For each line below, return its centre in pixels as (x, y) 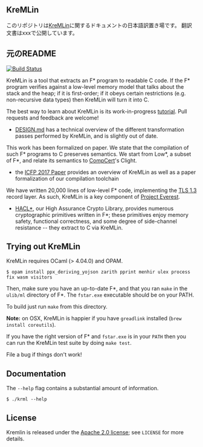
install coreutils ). (31, 325)
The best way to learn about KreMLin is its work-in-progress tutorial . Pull (97, 111)
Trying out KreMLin (43, 247)
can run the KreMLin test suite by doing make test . (69, 343)
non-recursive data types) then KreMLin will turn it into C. (78, 100)
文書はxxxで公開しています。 (42, 33)
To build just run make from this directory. (57, 307)
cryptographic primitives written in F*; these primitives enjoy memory (102, 214)
